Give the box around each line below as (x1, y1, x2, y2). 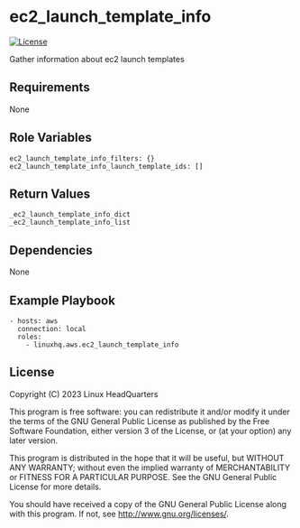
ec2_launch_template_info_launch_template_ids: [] (9, 162, 204, 171)
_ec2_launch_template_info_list (9, 218, 131, 227)
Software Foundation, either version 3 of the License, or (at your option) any (9, 425, 292, 436)
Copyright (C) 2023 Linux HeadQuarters (9, 388, 159, 399)
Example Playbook (9, 292, 115, 308)
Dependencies (9, 242, 93, 258)
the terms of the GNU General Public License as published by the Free (9, 415, 270, 426)
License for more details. (9, 481, 102, 492)
